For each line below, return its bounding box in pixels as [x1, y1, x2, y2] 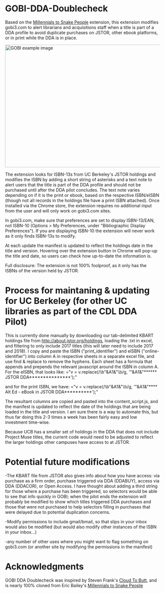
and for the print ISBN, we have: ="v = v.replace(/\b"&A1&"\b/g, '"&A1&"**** [5, 383, 158, 389]
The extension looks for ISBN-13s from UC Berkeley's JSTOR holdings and [5, 171, 156, 177]
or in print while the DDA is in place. [5, 35, 78, 41]
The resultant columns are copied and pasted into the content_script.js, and [5, 398, 158, 404]
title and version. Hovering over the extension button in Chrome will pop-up [5, 247, 158, 253]
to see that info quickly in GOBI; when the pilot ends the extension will [5, 493, 146, 499]
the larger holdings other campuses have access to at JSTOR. [5, 439, 130, 445]
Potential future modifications [5, 457, 130, 468]
